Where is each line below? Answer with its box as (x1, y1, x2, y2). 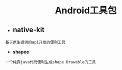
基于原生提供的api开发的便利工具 (5, 40, 65, 45)
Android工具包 (55, 5, 117, 16)
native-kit (12, 25, 45, 34)
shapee (12, 49, 29, 55)
